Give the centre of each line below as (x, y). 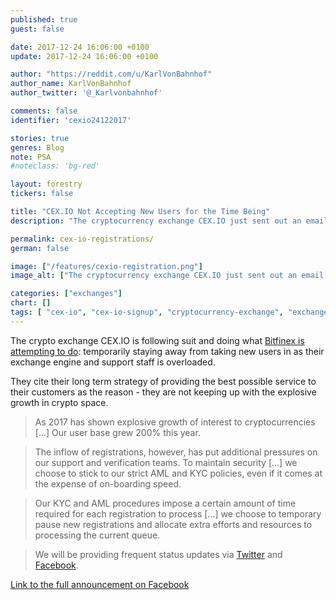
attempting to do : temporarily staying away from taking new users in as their (167, 351)
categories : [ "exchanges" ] (66, 294)
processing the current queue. (97, 535)
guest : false (37, 29)
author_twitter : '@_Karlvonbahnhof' (86, 93)
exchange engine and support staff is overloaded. (113, 362)
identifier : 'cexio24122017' (71, 120)
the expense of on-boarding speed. (108, 483)
